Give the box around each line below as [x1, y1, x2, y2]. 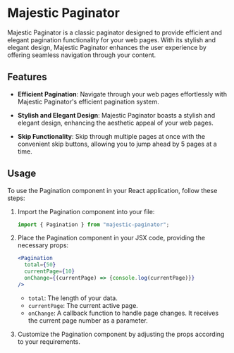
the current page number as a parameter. [27, 316, 148, 325]
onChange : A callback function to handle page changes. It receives [27, 309, 219, 317]
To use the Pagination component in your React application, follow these [7, 186, 218, 194]
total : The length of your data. [27, 294, 118, 302]
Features [7, 71, 47, 83]
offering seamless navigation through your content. [7, 51, 156, 59]
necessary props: [17, 241, 69, 249]
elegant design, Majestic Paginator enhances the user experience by [7, 43, 207, 51]
